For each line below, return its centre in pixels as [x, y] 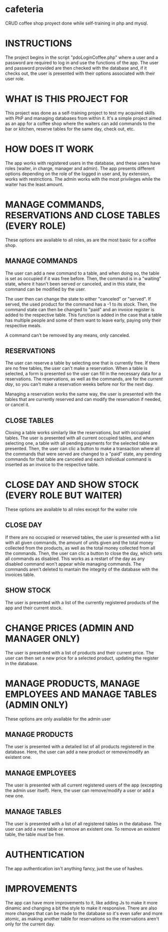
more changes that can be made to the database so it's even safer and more [84, 913]
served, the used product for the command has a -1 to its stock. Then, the [81, 304]
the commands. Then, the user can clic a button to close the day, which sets [84, 553]
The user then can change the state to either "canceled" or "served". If [78, 299]
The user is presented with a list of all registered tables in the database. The [83, 824]
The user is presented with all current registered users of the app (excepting [84, 785]
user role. [15, 78]
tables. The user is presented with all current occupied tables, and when [79, 438]
